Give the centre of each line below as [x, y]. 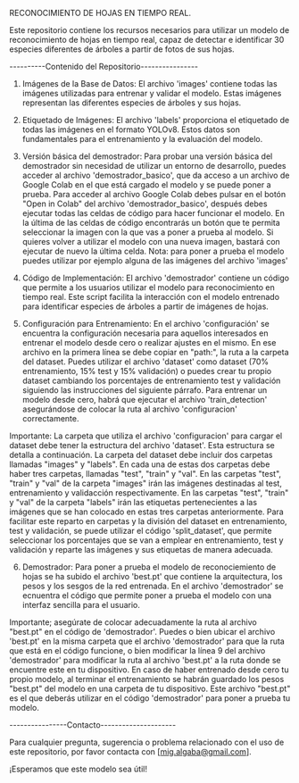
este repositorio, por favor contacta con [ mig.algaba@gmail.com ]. [130, 752]
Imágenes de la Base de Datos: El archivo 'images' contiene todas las [150, 83]
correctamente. [50, 418]
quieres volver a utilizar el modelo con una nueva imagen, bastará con [151, 242]
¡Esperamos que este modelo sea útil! [78, 769]
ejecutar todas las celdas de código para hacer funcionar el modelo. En [154, 213]
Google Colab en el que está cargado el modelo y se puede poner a [146, 185]
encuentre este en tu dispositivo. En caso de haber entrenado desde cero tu [149, 670]
